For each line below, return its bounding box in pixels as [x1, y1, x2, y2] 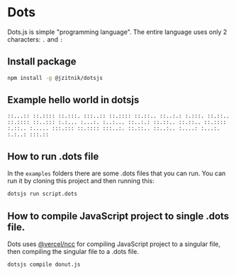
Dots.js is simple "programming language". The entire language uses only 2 [7, 28, 227, 36]
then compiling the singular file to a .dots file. [7, 247, 140, 255]
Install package [7, 56, 77, 68]
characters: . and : [7, 35, 64, 43]
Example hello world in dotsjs [7, 94, 140, 106]
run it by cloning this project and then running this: [7, 177, 154, 185]
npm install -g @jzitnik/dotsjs [7, 74, 103, 81]
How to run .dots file [7, 150, 99, 163]
